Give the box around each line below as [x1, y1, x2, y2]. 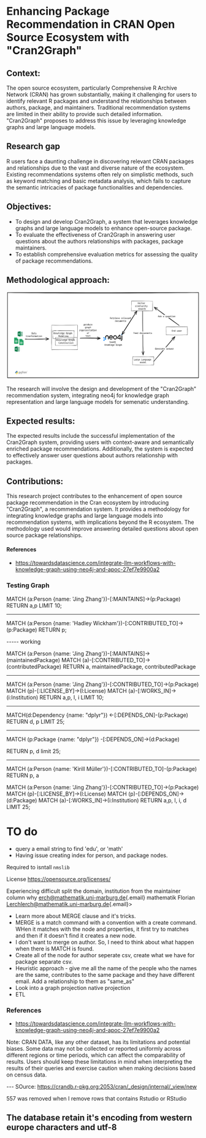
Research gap [6, 141, 60, 152]
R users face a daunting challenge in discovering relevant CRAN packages [6, 157, 194, 165]
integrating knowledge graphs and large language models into [6, 512, 164, 520]
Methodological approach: [6, 275, 110, 285]
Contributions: [6, 476, 63, 486]
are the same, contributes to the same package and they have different [15, 971, 195, 978]
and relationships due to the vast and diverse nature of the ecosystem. [6, 164, 185, 172]
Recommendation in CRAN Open [6, 17, 175, 31]
